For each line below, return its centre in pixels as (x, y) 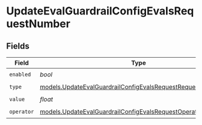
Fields (18, 46)
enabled (20, 74)
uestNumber (38, 24)
